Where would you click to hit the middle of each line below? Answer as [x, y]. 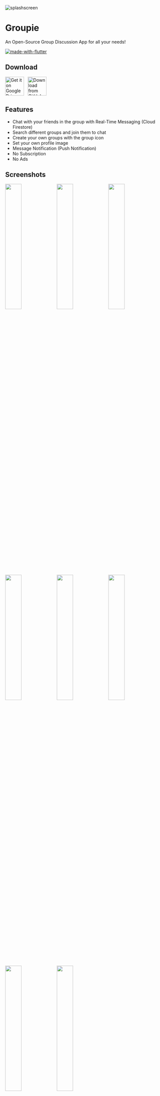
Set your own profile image [40, 143]
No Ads [20, 159]
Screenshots [25, 175]
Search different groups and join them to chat [59, 132]
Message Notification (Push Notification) [54, 148]
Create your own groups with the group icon [58, 137]
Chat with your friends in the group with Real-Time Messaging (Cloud [84, 122]
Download [21, 67]
